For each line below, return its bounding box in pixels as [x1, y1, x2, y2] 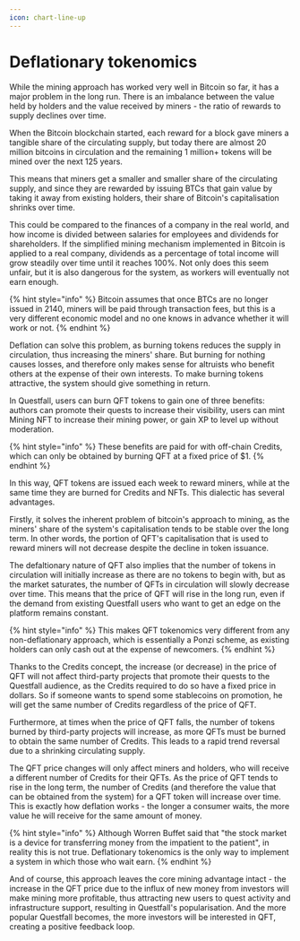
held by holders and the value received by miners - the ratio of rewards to [9, 100, 282, 111]
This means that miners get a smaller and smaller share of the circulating [9, 173, 278, 184]
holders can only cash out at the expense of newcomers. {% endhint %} [9, 643, 276, 654]
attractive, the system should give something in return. [9, 377, 210, 388]
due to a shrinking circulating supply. [9, 745, 146, 755]
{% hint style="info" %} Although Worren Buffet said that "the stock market [9, 827, 287, 838]
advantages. [9, 496, 56, 507]
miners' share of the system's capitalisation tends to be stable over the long [9, 523, 289, 534]
